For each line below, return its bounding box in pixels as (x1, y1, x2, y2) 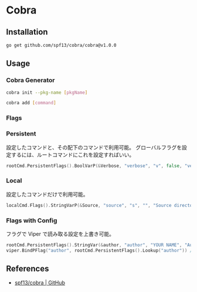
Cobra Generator (6, 76, 55, 84)
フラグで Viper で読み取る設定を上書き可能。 (6, 230, 114, 237)
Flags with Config (6, 216, 57, 225)
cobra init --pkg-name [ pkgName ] (6, 89, 88, 96)
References (6, 264, 49, 274)
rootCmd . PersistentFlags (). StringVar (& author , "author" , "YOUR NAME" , (6, 242, 182, 248)
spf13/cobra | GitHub (14, 279, 66, 286)
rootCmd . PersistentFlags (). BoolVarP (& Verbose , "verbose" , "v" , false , (6, 162, 182, 169)
